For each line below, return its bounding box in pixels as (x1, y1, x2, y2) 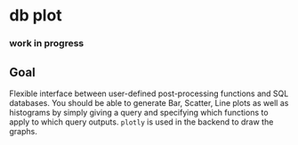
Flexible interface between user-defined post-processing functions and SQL (9, 88, 289, 99)
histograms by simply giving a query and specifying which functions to (9, 107, 269, 117)
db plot (9, 5, 62, 26)
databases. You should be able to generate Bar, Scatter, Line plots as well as (9, 97, 289, 108)
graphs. (9, 125, 37, 136)
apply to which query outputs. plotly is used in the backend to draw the (9, 117, 274, 127)
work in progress (9, 37, 85, 50)
